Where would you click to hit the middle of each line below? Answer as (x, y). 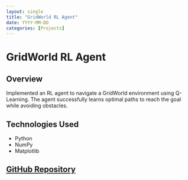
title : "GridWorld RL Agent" (42, 17)
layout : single (25, 12)
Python (23, 139)
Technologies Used (42, 124)
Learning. (18, 99)
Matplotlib (27, 151)
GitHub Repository (41, 170)
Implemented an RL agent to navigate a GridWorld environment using (90, 93)
